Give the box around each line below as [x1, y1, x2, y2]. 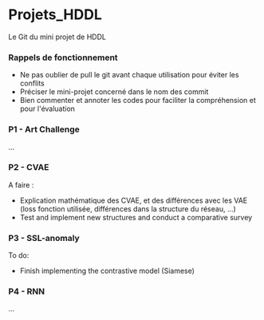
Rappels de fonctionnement [8, 52, 118, 63]
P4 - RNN [8, 286, 45, 297]
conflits [19, 78, 45, 89]
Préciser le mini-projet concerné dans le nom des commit [19, 87, 209, 97]
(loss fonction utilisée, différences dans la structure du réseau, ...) [19, 203, 237, 213]
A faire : [8, 180, 34, 189]
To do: [8, 251, 30, 260]
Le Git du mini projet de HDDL [8, 32, 106, 41]
